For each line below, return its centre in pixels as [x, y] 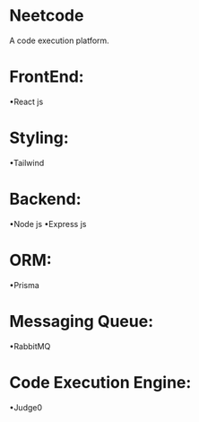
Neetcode [47, 16]
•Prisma [25, 285]
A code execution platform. [59, 40]
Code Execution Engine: [100, 382]
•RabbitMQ [30, 346]
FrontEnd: [47, 77]
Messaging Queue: [82, 321]
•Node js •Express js [48, 224]
